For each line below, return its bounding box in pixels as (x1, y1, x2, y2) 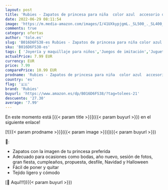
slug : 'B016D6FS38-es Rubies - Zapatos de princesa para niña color (5, 40, 151, 45)
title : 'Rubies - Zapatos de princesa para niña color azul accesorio (5, 12, 160, 17)
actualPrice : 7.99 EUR (5, 53, 52, 59)
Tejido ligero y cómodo (12, 169, 60, 175)
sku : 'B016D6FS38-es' (5, 44, 50, 49)
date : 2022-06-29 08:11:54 (5, 16, 61, 21)
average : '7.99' (5, 100, 39, 105)
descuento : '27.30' (5, 95, 46, 100)
